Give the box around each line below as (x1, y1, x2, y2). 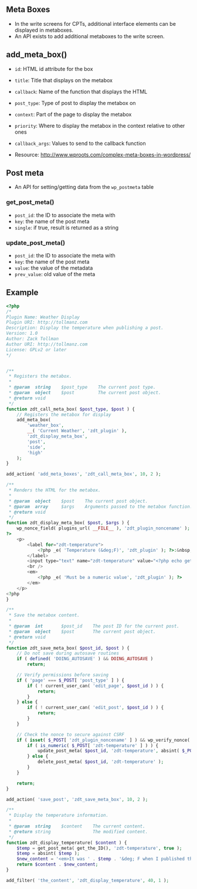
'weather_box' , (27, 422, 64, 429)
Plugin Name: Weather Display (6, 314, 80, 320)
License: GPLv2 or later (6, 347, 67, 352)
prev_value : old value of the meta (14, 271, 96, 278)
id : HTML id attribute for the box (14, 65, 93, 72)
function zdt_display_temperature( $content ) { (6, 840, 127, 846)
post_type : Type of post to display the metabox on (14, 99, 136, 106)
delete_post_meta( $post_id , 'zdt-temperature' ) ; (37, 759, 164, 765)
